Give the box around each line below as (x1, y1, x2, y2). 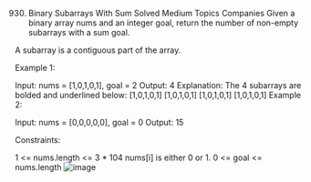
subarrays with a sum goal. (27, 27, 130, 37)
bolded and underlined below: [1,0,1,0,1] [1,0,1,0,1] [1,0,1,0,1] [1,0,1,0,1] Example (15, 90, 302, 100)
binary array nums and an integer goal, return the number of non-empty (27, 17, 299, 28)
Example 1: (15, 63, 56, 73)
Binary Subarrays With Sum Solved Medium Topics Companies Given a (27, 8, 295, 18)
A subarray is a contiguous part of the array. (15, 45, 181, 56)
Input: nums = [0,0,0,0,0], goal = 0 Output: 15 (15, 117, 184, 127)
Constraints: (15, 135, 61, 145)
